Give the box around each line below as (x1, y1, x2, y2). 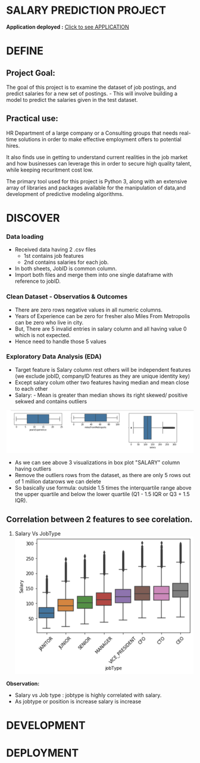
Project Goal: (6, 68, 55, 78)
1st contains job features (23, 253, 85, 260)
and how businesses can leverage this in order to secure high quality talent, (6, 160, 192, 167)
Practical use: (6, 114, 58, 124)
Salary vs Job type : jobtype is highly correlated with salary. (14, 692, 162, 699)
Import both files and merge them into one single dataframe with (14, 272, 173, 279)
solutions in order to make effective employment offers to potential (18, 135, 182, 143)
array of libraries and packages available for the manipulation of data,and (6, 184, 186, 191)
